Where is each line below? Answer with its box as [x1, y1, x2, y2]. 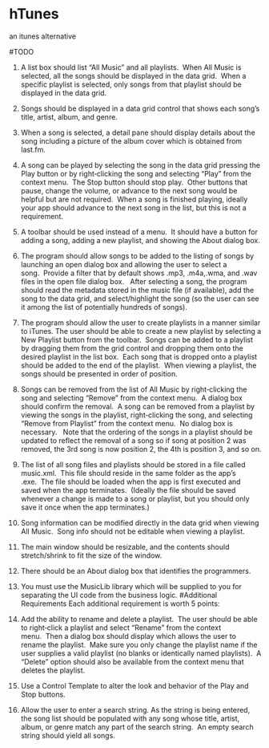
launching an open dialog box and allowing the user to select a [20, 259, 227, 269]
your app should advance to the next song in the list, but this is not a [20, 202, 247, 213]
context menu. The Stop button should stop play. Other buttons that [20, 177, 248, 187]
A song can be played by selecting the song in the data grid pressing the [20, 160, 261, 169]
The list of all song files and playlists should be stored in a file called [20, 459, 246, 470]
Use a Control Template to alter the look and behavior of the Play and [20, 681, 249, 690]
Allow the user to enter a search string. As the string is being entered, [20, 705, 251, 714]
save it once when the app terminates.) [20, 502, 151, 512]
